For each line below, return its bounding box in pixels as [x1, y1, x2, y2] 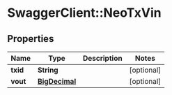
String [37, 65, 58, 75]
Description [82, 54, 123, 63]
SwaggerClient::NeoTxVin [7, 5, 162, 21]
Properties [7, 33, 54, 45]
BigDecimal [37, 77, 77, 86]
